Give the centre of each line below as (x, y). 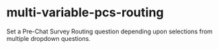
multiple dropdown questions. (48, 38)
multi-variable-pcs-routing (85, 13)
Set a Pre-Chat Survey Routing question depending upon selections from (110, 31)
